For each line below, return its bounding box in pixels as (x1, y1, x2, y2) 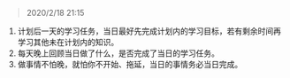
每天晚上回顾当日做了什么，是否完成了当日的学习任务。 (17, 48, 219, 58)
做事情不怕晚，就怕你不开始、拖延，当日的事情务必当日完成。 (17, 59, 243, 69)
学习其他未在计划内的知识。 (17, 37, 119, 47)
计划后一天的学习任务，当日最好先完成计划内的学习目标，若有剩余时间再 (17, 26, 281, 36)
